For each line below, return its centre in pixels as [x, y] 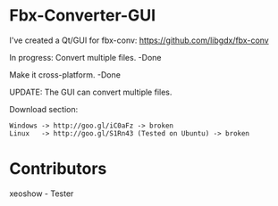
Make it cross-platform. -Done [65, 74]
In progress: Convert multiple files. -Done [85, 57]
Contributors [58, 169]
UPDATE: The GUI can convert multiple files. [91, 92]
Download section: [44, 109]
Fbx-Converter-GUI [83, 16]
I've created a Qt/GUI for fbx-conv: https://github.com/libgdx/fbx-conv [139, 40]
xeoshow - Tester [42, 194]
